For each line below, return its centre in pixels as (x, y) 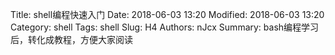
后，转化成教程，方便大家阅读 (71, 39)
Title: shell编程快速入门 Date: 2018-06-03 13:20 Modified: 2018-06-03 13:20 (167, 14)
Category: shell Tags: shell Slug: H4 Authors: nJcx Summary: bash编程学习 (165, 27)
